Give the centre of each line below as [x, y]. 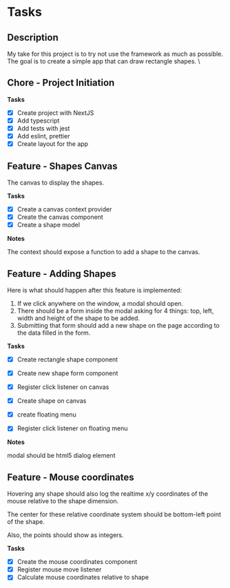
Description [33, 38]
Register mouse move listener [59, 569]
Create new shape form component [67, 373]
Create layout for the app [52, 144]
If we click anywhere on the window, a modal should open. [100, 303]
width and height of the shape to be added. [78, 318]
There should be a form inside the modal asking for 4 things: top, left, [115, 311]
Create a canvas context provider [64, 209]
